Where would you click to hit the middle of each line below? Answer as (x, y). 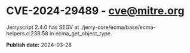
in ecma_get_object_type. (81, 33)
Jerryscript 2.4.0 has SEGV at (43, 27)
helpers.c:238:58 (27, 33)
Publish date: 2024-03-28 (39, 45)
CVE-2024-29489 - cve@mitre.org (95, 11)
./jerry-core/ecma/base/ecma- (118, 27)
